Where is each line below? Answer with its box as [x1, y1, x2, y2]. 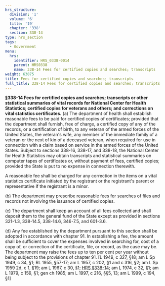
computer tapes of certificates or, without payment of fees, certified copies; [5, 158, 160, 164]
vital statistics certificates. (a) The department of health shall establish [5, 110, 152, 116]
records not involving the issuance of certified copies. [5, 198, 115, 204]
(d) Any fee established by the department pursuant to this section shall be [5, 228, 158, 233]
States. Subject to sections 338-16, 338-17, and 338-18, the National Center [5, 147, 159, 153]
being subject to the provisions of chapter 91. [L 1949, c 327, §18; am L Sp [5, 254, 155, 260]
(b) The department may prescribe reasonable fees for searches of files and [5, 193, 160, 199]
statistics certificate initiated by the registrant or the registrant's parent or [5, 178, 155, 184]
